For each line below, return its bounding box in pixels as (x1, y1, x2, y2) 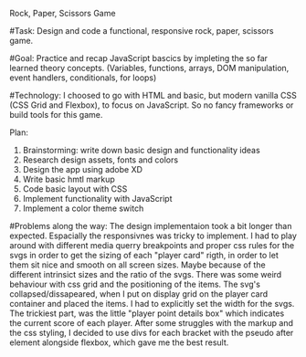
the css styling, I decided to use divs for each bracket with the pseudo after (9, 328, 294, 338)
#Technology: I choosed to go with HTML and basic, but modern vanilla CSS (9, 90, 297, 100)
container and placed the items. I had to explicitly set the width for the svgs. (9, 299, 295, 309)
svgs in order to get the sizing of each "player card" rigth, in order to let (9, 250, 279, 260)
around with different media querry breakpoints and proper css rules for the (9, 240, 295, 250)
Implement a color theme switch (22, 203, 144, 214)
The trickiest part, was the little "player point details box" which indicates (9, 308, 285, 319)
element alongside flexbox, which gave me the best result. (9, 337, 229, 348)
